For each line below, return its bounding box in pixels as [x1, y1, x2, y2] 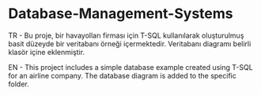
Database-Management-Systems [8, 5, 233, 23]
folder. [8, 79, 29, 89]
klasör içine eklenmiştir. [8, 47, 85, 57]
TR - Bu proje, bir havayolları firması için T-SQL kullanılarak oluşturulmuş [8, 31, 244, 40]
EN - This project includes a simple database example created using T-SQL [8, 62, 253, 71]
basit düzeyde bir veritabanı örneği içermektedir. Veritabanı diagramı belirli [8, 38, 252, 48]
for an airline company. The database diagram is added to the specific [8, 71, 237, 80]
